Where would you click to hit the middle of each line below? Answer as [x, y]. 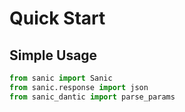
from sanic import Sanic [61, 78]
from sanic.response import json [79, 87]
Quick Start [57, 18]
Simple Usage [53, 55]
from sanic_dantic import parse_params [92, 97]
